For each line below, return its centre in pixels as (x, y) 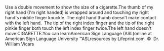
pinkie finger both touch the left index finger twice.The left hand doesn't (78, 28)
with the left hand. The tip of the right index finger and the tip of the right (80, 23)
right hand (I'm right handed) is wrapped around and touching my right (77, 12)
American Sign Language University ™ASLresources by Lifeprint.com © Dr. (82, 39)
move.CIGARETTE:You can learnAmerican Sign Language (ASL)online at (79, 33)
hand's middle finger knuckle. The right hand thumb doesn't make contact (81, 18)
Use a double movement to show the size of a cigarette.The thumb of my (79, 7)
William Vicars (20, 44)
